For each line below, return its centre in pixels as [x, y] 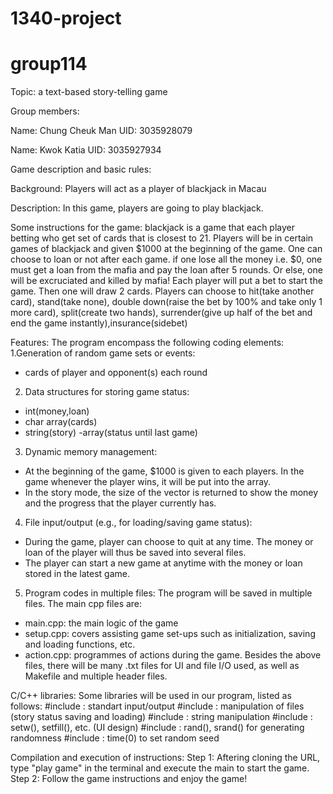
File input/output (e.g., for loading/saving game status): [138, 523]
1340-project [66, 18]
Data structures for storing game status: [107, 392]
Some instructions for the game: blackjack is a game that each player [153, 228]
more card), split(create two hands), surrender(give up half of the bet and [161, 313]
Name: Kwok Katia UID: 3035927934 [86, 150]
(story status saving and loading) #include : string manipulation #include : [161, 717]
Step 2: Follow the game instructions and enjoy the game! [129, 779]
